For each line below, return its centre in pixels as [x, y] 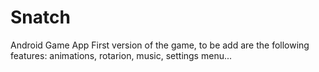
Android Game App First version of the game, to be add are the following [160, 45]
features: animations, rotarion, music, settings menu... [121, 55]
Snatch [40, 17]
